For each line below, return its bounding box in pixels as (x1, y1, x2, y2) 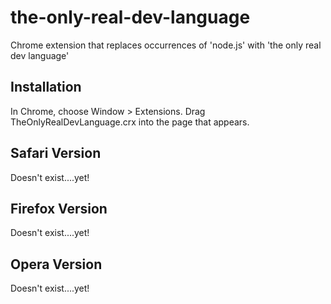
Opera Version (10, 256, 103, 273)
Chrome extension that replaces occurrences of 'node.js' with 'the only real (10, 39, 322, 51)
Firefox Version (10, 200, 108, 217)
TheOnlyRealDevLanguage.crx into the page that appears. (10, 116, 250, 128)
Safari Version (10, 145, 102, 162)
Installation (10, 79, 82, 96)
